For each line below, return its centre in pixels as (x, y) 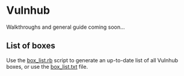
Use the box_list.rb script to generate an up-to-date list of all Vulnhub (92, 60)
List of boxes (31, 46)
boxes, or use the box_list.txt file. (47, 66)
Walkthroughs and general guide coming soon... (66, 27)
